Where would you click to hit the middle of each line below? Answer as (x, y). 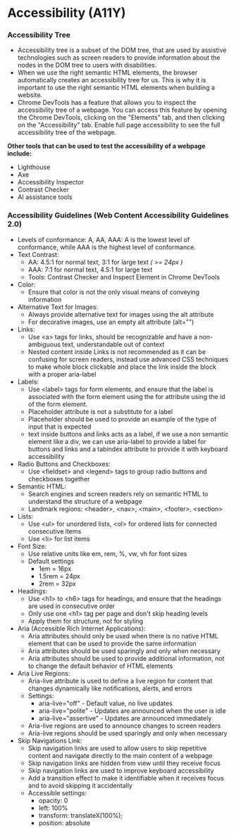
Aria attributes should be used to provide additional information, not (126, 658)
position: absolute (64, 823)
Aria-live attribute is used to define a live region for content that (120, 681)
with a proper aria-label (62, 374)
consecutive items (55, 531)
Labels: (28, 381)
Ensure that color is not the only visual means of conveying (114, 292)
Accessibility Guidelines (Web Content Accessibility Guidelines (118, 215)
